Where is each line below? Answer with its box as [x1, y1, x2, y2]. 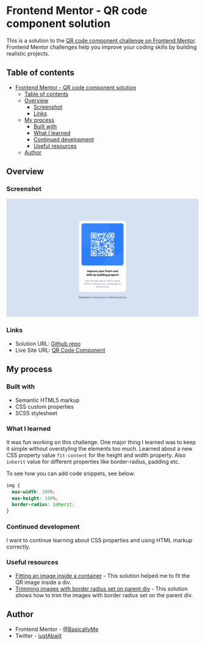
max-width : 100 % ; [12, 489, 56, 495]
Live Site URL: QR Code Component [15, 346, 106, 354]
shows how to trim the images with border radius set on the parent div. [15, 591, 193, 599]
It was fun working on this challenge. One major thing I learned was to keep [6, 438, 196, 446]
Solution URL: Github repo [15, 340, 81, 347]
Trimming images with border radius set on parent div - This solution [15, 585, 188, 592]
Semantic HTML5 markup [15, 396, 80, 404]
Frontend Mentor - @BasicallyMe [15, 625, 99, 633]
